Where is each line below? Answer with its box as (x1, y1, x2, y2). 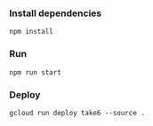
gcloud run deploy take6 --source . (9, 108, 145, 117)
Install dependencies (9, 7, 102, 20)
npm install (9, 28, 53, 36)
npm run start (9, 67, 62, 77)
